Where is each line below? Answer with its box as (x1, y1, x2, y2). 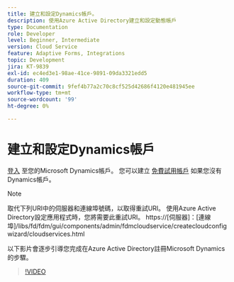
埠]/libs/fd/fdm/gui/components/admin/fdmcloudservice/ (7, 221, 174, 230)
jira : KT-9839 (7, 63, 50, 70)
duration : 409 (7, 76, 50, 84)
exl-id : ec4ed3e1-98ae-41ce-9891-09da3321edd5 (7, 69, 147, 77)
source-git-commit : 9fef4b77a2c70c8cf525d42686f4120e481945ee (7, 83, 195, 90)
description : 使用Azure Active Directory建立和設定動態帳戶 (7, 17, 177, 24)
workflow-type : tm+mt (7, 89, 72, 96)
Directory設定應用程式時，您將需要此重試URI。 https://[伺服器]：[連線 (7, 213, 211, 221)
